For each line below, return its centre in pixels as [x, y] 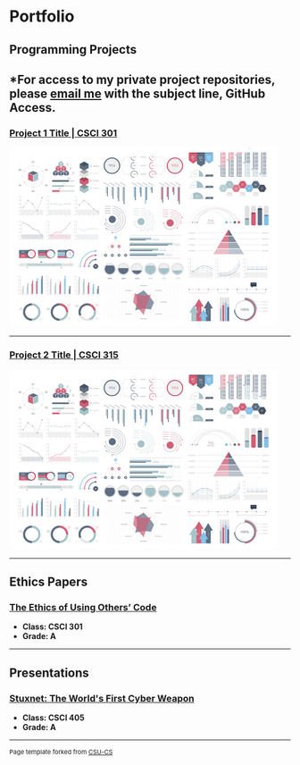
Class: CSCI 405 [53, 718]
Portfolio [42, 17]
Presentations [49, 673]
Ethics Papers [48, 581]
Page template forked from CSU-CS [61, 752]
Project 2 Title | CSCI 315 [64, 355]
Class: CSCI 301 [52, 626]
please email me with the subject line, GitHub [137, 93]
